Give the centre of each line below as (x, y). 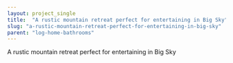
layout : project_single (42, 13)
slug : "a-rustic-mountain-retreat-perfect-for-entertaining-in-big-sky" (114, 26)
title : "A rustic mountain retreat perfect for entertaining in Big (110, 20)
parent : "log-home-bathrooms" (51, 33)
